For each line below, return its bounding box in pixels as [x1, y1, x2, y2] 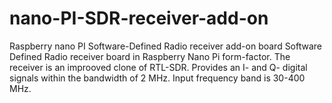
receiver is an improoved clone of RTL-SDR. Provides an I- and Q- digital [9, 61, 308, 73]
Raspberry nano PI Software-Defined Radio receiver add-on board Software [9, 40, 323, 52]
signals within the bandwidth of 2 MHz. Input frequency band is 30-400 [9, 72, 306, 84]
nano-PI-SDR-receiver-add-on [9, 7, 269, 30]
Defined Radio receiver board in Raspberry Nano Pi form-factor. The [9, 50, 291, 62]
